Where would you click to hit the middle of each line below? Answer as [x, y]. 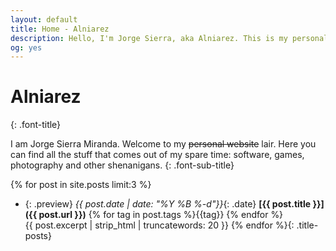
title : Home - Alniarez [60, 29]
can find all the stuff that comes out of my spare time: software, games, [157, 155]
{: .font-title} [36, 125]
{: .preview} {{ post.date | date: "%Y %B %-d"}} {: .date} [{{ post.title [168, 204]
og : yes [26, 47]
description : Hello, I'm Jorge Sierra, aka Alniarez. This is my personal [169, 38]
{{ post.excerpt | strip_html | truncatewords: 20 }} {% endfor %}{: [159, 225]
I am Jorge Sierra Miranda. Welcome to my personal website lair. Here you [163, 144]
